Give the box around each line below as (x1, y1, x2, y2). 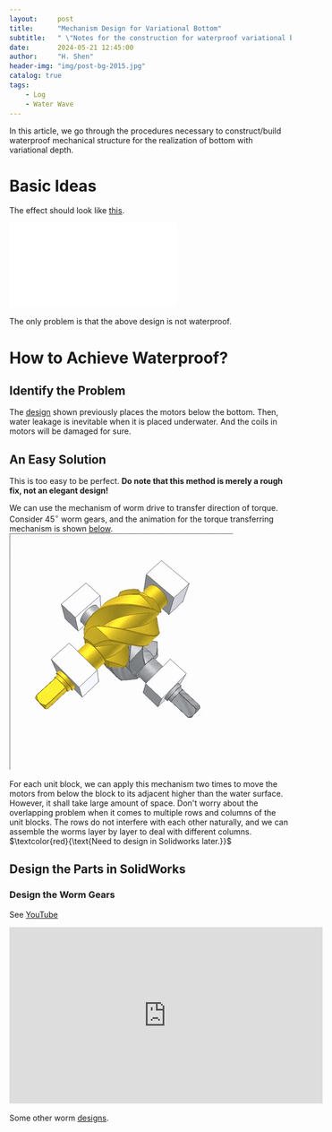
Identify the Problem (9, 384, 126, 399)
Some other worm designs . (9, 1112, 109, 1123)
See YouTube (9, 909, 58, 920)
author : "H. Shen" (9, 52, 94, 62)
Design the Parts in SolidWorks (9, 861, 186, 877)
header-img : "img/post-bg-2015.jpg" (9, 62, 146, 71)
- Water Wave (25, 99, 74, 108)
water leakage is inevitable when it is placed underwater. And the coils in (9, 417, 277, 428)
